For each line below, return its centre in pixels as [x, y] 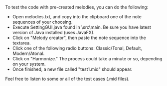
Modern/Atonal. [28, 53]
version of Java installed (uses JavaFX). [53, 32]
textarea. [21, 43]
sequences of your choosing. [42, 22]
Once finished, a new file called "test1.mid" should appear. [72, 69]
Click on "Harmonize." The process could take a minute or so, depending [87, 59]
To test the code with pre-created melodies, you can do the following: [77, 7]
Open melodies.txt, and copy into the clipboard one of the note [77, 17]
